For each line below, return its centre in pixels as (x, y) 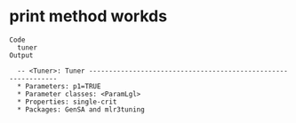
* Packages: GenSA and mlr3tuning (81, 109)
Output (21, 55)
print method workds (88, 16)
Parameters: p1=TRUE (63, 86)
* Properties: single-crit (67, 102)
